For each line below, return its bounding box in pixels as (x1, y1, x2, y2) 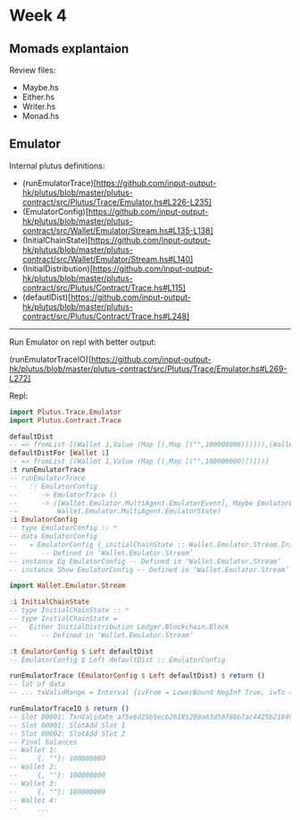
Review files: (9, 64, 56, 75)
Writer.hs (21, 101, 56, 112)
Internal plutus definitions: (9, 160, 105, 171)
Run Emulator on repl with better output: (9, 337, 156, 347)
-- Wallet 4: (9, 796, 58, 805)
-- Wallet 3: (9, 779, 58, 788)
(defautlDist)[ (21, 292, 71, 303)
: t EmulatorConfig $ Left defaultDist (9, 646, 154, 656)
